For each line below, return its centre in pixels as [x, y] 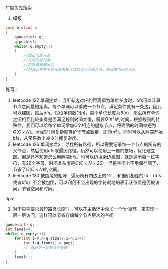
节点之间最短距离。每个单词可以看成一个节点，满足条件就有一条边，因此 [87, 106]
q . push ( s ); [26, 42]
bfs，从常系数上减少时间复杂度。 [47, 138]
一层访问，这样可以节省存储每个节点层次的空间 [65, 215]
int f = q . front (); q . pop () [49, 243]
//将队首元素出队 [39, 65]
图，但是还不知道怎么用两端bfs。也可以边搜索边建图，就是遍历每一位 [84, 157]
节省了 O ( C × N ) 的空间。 [37, 169]
